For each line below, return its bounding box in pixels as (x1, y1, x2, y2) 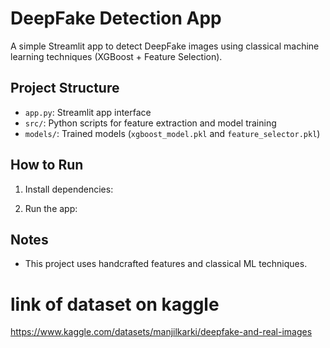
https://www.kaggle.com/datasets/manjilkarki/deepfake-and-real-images (10, 326, 313, 338)
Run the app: (24, 202, 78, 214)
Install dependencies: (24, 183, 114, 195)
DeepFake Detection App (10, 7, 222, 30)
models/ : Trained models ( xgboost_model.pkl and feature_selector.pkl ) (24, 127, 321, 139)
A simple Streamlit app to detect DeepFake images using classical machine (10, 40, 320, 52)
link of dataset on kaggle (10, 293, 220, 316)
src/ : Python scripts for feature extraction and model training (24, 117, 277, 129)
